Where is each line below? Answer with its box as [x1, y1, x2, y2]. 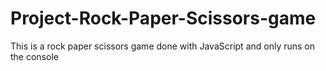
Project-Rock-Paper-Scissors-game [10, 7, 317, 30]
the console [10, 50, 59, 62]
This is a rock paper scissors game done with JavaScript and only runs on [10, 40, 316, 52]
